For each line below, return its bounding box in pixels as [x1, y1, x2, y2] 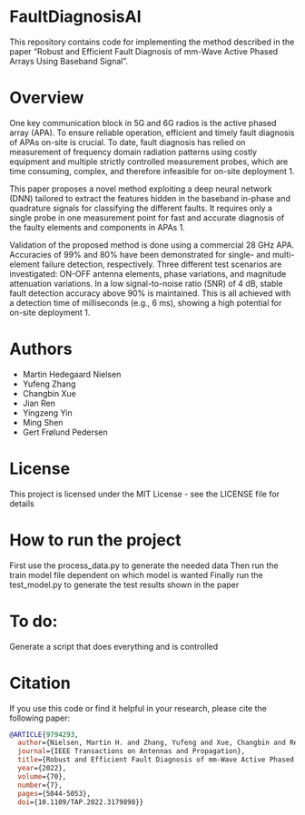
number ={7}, [17, 781, 64, 790]
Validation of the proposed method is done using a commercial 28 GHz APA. [9, 239, 295, 250]
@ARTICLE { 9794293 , [9, 730, 79, 739]
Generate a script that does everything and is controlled [9, 641, 219, 652]
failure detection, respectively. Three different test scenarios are [41, 259, 282, 270]
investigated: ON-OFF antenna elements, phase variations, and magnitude [9, 268, 287, 279]
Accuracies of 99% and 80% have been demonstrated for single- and [9, 249, 271, 260]
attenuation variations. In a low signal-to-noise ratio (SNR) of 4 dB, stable [9, 278, 283, 289]
